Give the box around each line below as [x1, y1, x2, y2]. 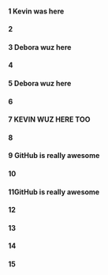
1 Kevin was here [8, 6, 65, 16]
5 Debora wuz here [8, 78, 72, 88]
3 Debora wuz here [8, 42, 72, 51]
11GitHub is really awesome [8, 186, 100, 197]
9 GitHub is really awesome [8, 151, 100, 160]
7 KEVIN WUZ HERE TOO [8, 115, 91, 124]
